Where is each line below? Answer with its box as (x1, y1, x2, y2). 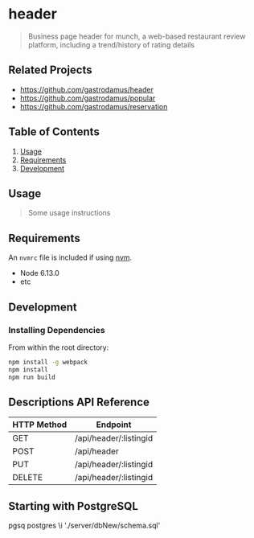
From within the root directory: (8, 343, 109, 352)
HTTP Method (12, 419, 68, 430)
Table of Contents (8, 125, 100, 139)
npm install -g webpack (8, 358, 88, 366)
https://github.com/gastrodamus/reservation (19, 101, 168, 111)
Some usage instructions (27, 208, 111, 218)
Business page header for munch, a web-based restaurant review (27, 31, 246, 41)
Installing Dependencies (8, 324, 106, 335)
